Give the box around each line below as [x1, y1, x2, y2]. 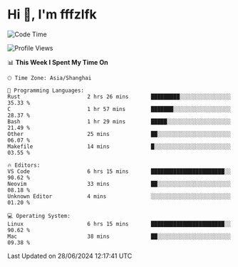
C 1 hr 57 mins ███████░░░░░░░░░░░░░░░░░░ [7, 105, 232, 112]
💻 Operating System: [7, 212, 71, 219]
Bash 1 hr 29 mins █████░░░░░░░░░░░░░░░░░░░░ [7, 117, 232, 125]
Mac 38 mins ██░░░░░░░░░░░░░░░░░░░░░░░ [7, 233, 232, 240]
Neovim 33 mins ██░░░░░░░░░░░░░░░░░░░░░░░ [7, 180, 232, 187]
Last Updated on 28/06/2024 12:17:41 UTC [7, 251, 133, 260]
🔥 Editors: [7, 162, 41, 169]
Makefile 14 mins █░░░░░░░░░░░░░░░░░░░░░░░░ [7, 142, 232, 150]
